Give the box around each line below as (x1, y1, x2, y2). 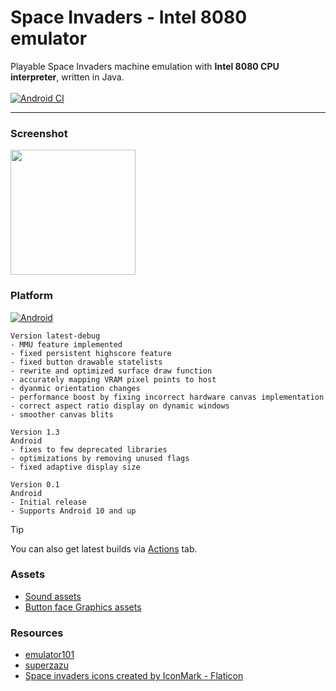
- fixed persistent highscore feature (10, 348, 172, 358)
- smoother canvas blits (10, 409, 114, 420)
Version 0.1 (10, 479, 60, 490)
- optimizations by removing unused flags (10, 453, 190, 463)
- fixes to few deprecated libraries (10, 444, 168, 455)
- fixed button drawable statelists (10, 357, 163, 367)
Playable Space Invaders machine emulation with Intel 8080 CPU (10, 60, 280, 72)
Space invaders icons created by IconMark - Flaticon (24, 670, 244, 682)
